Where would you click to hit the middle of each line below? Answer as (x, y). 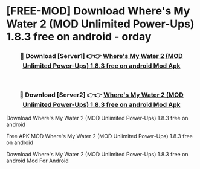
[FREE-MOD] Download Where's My (98, 11)
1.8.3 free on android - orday (79, 37)
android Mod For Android (37, 161)
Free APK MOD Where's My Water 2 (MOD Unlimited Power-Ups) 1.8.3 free (100, 136)
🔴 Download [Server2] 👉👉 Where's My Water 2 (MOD (102, 95)
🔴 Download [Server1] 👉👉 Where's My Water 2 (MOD (102, 56)
